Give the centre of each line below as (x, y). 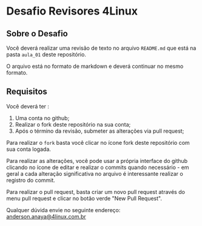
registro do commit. (31, 180)
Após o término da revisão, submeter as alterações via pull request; (99, 131)
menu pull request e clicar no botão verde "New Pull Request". (84, 198)
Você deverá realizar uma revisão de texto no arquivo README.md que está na (101, 48)
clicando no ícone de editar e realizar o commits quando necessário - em (98, 167)
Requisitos (27, 92)
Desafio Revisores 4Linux (72, 11)
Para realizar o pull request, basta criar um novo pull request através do (96, 191)
